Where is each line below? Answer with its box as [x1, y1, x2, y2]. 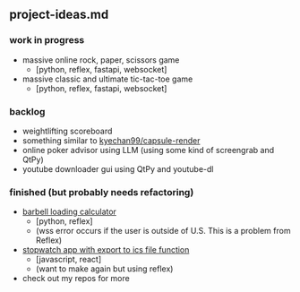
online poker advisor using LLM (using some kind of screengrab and [21, 144, 275, 155]
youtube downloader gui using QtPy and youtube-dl [21, 163, 214, 174]
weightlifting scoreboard [21, 125, 113, 136]
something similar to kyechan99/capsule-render [21, 134, 201, 146]
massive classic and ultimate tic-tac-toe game [21, 73, 193, 84]
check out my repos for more [21, 273, 130, 284]
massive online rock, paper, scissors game [21, 54, 180, 65]
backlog [9, 105, 46, 117]
